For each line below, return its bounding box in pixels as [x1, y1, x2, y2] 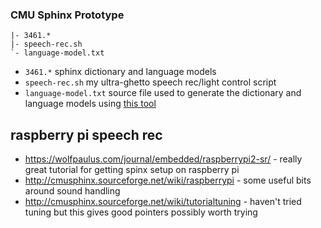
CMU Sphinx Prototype [10, 8, 125, 22]
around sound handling [24, 185, 121, 197]
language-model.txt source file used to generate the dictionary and [24, 87, 302, 99]
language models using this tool [24, 98, 157, 110]
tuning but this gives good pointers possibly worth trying [24, 206, 258, 218]
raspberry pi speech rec [10, 126, 163, 143]
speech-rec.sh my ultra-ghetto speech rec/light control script [24, 76, 277, 88]
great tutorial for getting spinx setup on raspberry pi [24, 164, 240, 176]
